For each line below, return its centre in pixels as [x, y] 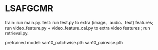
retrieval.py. [17, 33]
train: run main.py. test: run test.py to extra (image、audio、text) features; [79, 22]
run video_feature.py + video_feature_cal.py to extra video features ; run [78, 28]
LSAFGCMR [29, 8]
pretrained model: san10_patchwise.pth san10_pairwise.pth [64, 42]
